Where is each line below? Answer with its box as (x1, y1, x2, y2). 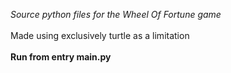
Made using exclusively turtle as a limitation (10, 30, 190, 41)
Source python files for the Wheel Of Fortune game (10, 9, 222, 20)
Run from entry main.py (10, 51, 112, 63)
